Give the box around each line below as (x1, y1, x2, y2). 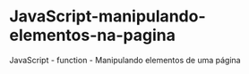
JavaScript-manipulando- (9, 6, 206, 27)
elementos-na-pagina (9, 25, 176, 45)
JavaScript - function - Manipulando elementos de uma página (9, 54, 241, 65)
